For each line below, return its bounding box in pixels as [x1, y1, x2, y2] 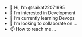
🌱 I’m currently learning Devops [9, 15, 75, 21]
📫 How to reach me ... [9, 26, 56, 32]
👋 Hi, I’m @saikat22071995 [9, 5, 65, 10]
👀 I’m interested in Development [9, 10, 76, 16]
